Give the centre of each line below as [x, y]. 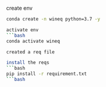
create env [19, 8]
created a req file [31, 52]
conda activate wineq [33, 41]
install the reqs [28, 63]
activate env [22, 30]
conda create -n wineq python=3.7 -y [53, 19]
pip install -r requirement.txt [46, 74]
